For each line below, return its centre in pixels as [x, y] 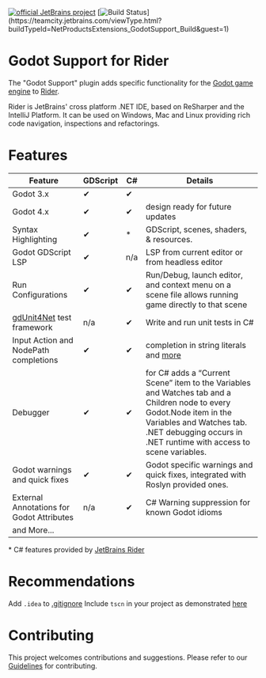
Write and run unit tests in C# [199, 322]
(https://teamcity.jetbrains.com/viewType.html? [85, 21]
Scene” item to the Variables [198, 382]
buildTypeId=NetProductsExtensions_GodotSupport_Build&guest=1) [119, 29]
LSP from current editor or [194, 252]
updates [161, 216]
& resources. [169, 239]
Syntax [25, 229]
